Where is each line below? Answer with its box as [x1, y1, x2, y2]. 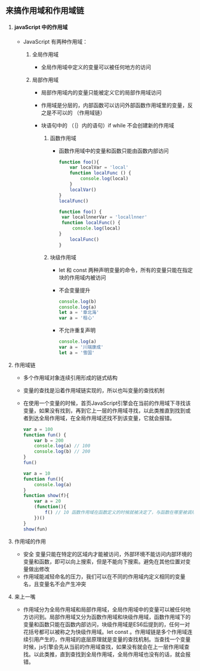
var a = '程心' [59, 315, 95, 321]
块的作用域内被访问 [59, 274, 106, 281]
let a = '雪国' [59, 349, 95, 356]
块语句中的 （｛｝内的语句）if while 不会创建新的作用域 [41, 121, 174, 129]
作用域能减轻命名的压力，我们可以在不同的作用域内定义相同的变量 [23, 573, 186, 580]
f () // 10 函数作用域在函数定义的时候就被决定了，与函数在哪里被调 [44, 510, 192, 516]
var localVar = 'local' [69, 164, 129, 170]
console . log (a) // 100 [34, 443, 91, 449]
